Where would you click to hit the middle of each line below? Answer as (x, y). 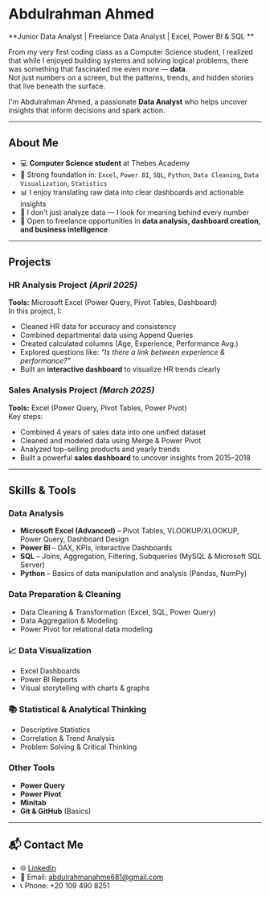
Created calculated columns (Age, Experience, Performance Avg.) (129, 344)
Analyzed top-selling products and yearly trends (100, 449)
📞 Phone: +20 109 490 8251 (65, 886)
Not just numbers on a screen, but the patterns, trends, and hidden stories (131, 77)
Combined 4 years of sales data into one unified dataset (113, 432)
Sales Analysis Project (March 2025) (82, 390)
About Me (33, 143)
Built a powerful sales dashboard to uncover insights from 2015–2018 (135, 457)
